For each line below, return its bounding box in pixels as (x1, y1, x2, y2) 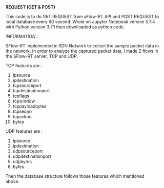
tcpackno (12, 114, 32, 119)
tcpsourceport (12, 83, 42, 88)
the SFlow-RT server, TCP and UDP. (5, 53, 78, 59)
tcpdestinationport (12, 88, 50, 93)
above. (5, 178, 20, 184)
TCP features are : (5, 63, 42, 68)
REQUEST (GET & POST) (5, 4, 56, 10)
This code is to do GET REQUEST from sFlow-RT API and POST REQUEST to (5, 14, 159, 19)
